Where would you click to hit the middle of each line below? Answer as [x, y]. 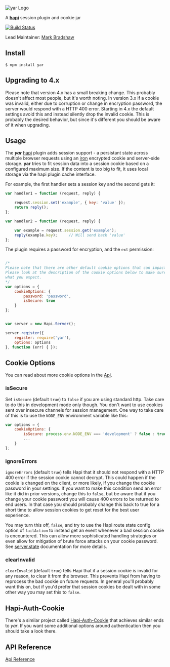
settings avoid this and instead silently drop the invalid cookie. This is [77, 114]
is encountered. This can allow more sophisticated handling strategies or [81, 536]
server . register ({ [25, 333]
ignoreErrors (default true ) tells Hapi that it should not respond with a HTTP [85, 472]
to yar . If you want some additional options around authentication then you [83, 626]
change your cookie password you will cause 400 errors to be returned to [82, 499]
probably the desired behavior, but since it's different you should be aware [83, 120]
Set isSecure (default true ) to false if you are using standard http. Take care [85, 399]
